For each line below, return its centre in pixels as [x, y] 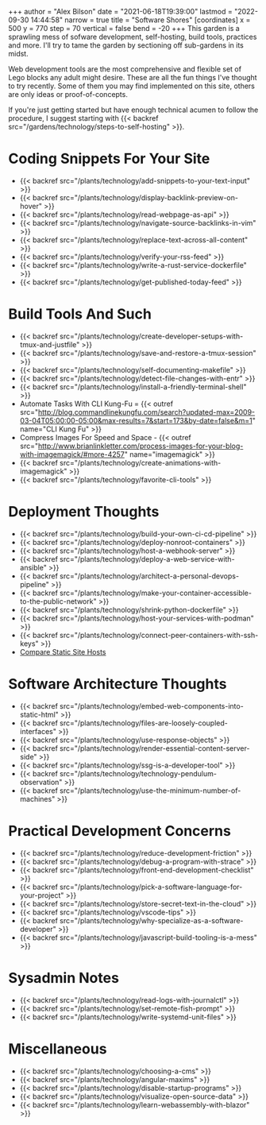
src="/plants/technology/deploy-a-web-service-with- [147, 559]
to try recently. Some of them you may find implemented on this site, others [132, 86]
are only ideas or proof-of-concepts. [68, 94]
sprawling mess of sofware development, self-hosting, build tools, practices [133, 37]
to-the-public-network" [58, 601]
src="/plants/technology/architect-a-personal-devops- [149, 576]
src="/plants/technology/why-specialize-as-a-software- [151, 920]
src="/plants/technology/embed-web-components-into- [151, 706]
